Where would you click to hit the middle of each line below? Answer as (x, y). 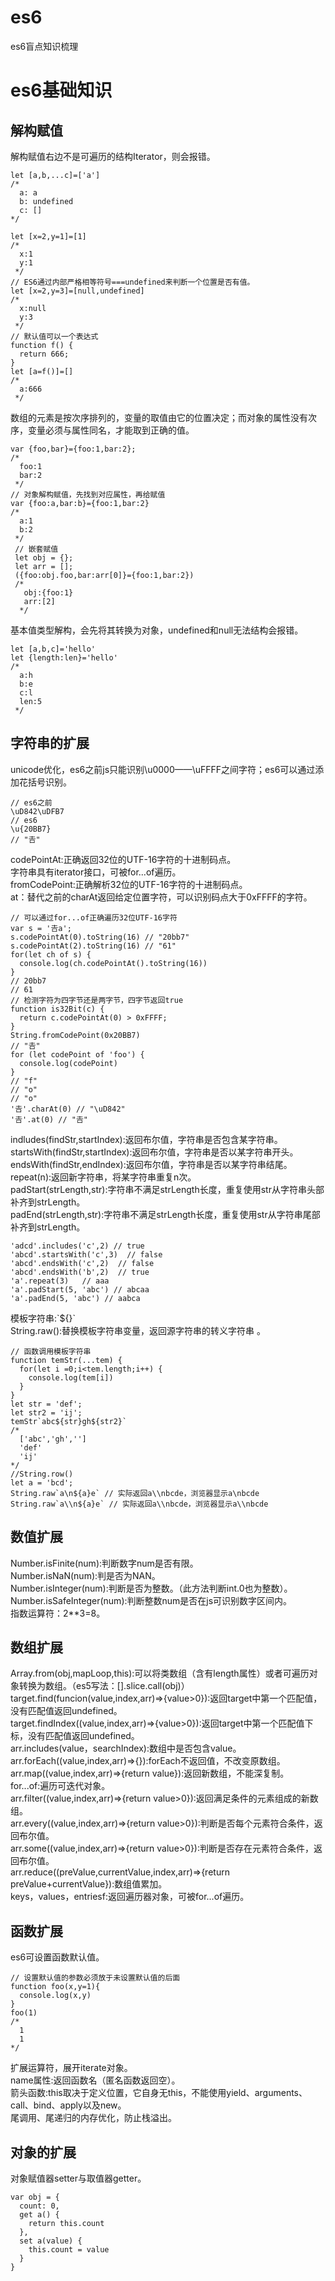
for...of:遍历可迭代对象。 (60, 1786)
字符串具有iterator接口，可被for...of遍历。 (96, 872)
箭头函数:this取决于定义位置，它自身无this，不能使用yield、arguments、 (159, 2093)
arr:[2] (39, 601)
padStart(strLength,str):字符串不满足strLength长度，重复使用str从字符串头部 (167, 1189)
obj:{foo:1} (48, 592)
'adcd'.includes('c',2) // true (77, 1246)
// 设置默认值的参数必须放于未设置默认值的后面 (95, 1978)
